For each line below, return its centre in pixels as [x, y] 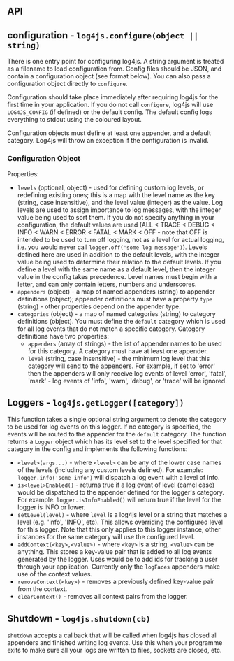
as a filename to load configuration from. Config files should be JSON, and [115, 69]
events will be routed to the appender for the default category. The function [117, 434]
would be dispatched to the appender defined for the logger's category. [121, 492]
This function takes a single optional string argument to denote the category [117, 420]
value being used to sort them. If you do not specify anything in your [116, 217]
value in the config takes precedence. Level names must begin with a [117, 276]
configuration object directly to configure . [67, 84]
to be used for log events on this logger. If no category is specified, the [109, 427]
